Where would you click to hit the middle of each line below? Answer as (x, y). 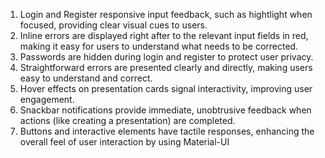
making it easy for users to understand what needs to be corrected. (159, 46)
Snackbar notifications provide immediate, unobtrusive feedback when (165, 110)
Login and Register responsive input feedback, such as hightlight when (166, 14)
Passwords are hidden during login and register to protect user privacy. (166, 57)
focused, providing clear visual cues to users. (113, 25)
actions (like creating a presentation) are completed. (127, 120)
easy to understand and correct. (86, 78)
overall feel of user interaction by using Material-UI (124, 142)
